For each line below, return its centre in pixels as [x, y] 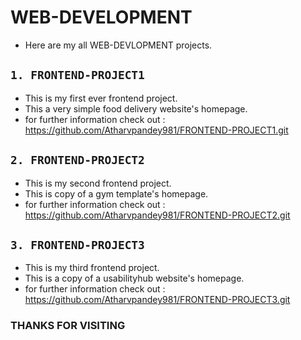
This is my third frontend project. [92, 268]
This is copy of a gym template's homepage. [116, 193]
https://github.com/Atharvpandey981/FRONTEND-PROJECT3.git [157, 300]
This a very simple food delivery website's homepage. [136, 108]
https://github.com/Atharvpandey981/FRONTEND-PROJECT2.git [157, 215]
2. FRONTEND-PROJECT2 [77, 160]
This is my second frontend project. [98, 183]
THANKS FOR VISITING [68, 326]
